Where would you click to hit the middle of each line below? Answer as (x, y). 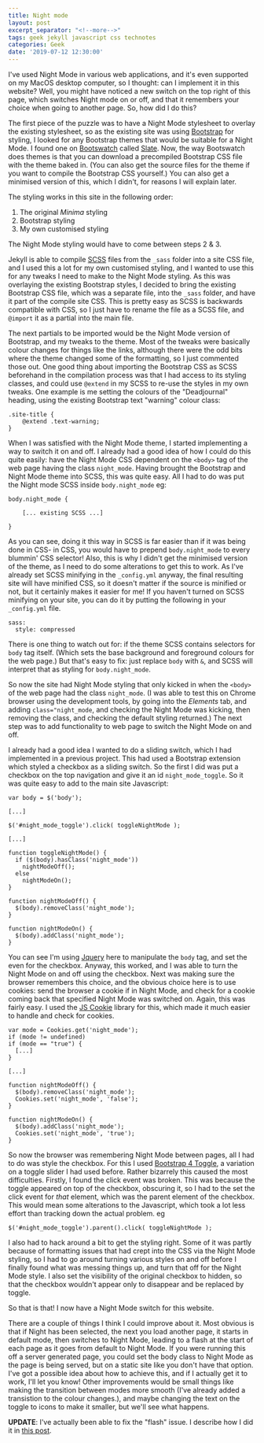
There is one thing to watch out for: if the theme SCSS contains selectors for (132, 644)
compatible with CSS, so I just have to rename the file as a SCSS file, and (126, 309)
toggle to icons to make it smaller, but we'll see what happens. (109, 1407)
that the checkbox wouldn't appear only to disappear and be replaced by (126, 1284)
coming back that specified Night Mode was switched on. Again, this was (127, 999)
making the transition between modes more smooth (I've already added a (127, 1390)
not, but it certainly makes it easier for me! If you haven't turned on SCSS (126, 592)
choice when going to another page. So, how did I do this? (103, 108)
